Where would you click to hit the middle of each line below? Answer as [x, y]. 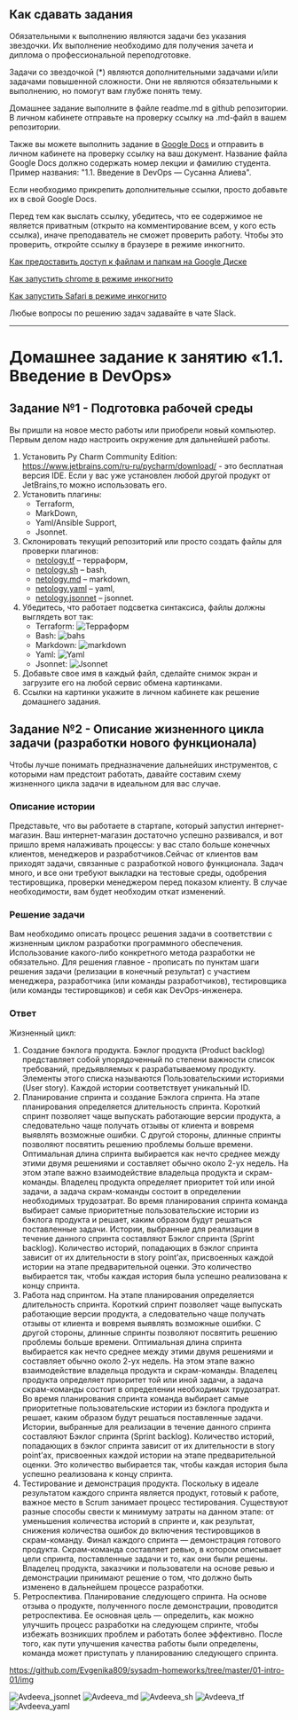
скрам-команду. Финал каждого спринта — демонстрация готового [151, 1540]
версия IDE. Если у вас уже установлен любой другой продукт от [146, 475]
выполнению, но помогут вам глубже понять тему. [106, 90]
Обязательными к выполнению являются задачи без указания [128, 35]
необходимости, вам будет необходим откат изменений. [118, 891]
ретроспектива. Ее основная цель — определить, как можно [138, 1615]
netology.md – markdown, [82, 579]
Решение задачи [47, 914]
